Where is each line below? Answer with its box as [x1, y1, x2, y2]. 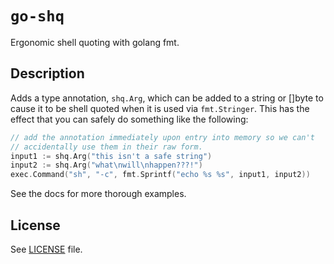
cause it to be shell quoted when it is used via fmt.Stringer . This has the [10, 102, 310, 114]
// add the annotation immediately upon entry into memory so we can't [10, 132, 315, 142]
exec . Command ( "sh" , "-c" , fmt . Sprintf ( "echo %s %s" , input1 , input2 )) [10, 170, 311, 180]
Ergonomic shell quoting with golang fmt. [10, 36, 180, 48]
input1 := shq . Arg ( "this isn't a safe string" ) [10, 151, 213, 161]
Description [10, 65, 85, 82]
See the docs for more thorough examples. [10, 188, 187, 200]
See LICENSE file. [10, 243, 83, 255]
